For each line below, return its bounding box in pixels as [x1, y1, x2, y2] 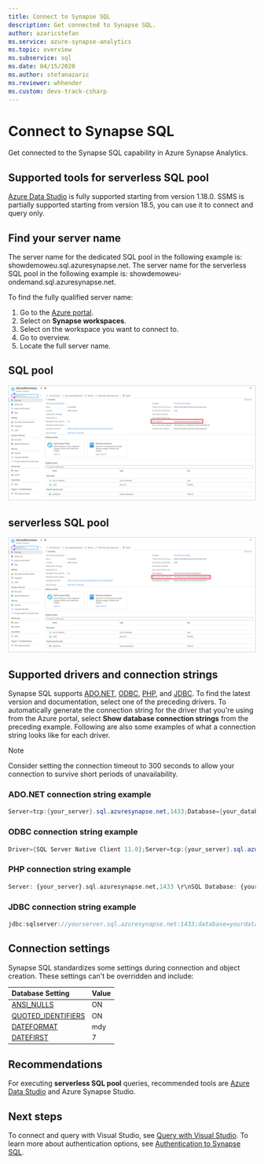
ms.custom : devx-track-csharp [8, 87, 108, 95]
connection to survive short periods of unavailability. [8, 769, 178, 779]
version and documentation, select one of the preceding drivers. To [8, 697, 226, 707]
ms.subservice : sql [8, 54, 72, 62]
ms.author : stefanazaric [8, 71, 90, 79]
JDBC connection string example [8, 901, 137, 912]
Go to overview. [19, 333, 71, 342]
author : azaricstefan [8, 29, 79, 37]
